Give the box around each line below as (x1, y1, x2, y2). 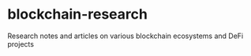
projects (7, 39, 35, 48)
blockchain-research (7, 5, 148, 23)
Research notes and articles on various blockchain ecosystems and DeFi (7, 31, 244, 40)
